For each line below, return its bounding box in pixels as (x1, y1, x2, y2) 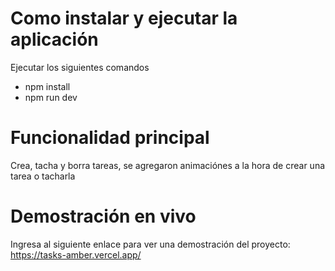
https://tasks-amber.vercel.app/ (10, 248, 142, 261)
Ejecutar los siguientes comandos (10, 61, 150, 73)
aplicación (10, 28, 99, 51)
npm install (24, 80, 71, 92)
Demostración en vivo (10, 205, 197, 228)
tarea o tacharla (10, 170, 76, 182)
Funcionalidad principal (10, 127, 210, 149)
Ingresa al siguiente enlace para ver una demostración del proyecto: (10, 238, 291, 250)
